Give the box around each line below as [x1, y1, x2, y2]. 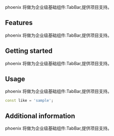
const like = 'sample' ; [5, 98, 54, 103]
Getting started [5, 47, 53, 55]
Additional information [5, 112, 75, 120]
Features [5, 19, 33, 27]
